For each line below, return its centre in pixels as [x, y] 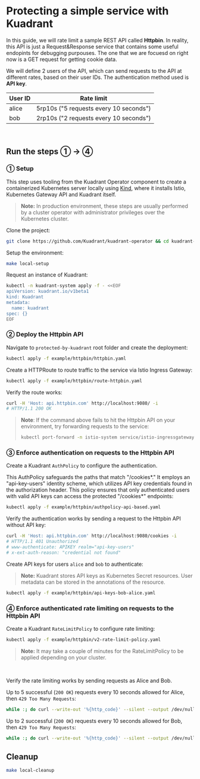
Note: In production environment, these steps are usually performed [104, 206]
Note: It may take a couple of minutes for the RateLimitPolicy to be [102, 651]
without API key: [26, 525]
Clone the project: [28, 230]
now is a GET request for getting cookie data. [62, 59]
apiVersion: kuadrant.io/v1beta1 [48, 292]
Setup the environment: [35, 253]
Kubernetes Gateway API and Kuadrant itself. [61, 194]
